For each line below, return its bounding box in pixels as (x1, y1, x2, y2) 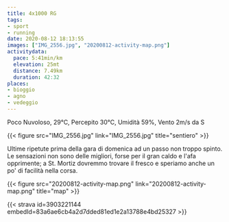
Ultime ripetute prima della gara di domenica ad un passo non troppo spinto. (7, 145, 223, 153)
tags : (7, 16, 23, 23)
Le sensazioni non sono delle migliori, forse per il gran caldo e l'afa (7, 151, 197, 160)
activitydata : (7, 49, 48, 56)
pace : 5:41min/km (13, 55, 63, 62)
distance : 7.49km (13, 67, 63, 74)
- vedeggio (7, 99, 38, 106)
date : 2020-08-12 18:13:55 (7, 36, 84, 42)
